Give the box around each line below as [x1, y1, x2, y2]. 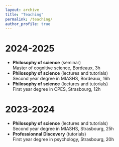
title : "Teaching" [5, 12, 44, 17]
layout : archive [5, 7, 39, 13]
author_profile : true [5, 21, 51, 27]
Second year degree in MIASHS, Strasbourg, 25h [12, 126, 114, 132]
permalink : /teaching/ [5, 17, 53, 22]
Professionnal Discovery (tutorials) [12, 131, 86, 137]
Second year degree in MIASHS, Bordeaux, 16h [12, 76, 110, 82]
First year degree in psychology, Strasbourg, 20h [12, 136, 114, 142]
